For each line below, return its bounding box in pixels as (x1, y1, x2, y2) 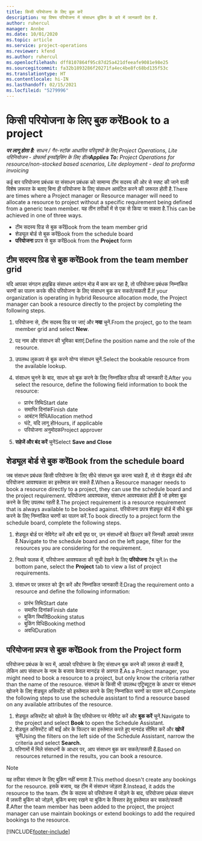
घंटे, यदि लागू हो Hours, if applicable (24, 419, 103, 427)
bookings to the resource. (6, 816, 71, 823)
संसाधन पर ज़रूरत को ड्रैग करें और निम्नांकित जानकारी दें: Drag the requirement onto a (14, 581, 194, 588)
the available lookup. (14, 362, 67, 369)
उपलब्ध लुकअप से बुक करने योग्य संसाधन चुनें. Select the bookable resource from (14, 355, 190, 362)
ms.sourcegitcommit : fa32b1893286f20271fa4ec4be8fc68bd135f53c (6, 65, 169, 71)
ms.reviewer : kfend (6, 48, 55, 54)
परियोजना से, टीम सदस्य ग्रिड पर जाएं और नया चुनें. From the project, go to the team (14, 318, 192, 326)
